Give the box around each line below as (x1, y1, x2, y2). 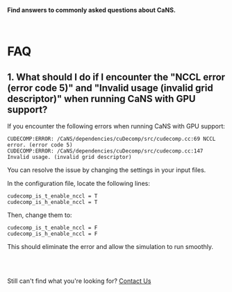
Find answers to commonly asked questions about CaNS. (7, 6, 176, 14)
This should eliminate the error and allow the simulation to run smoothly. (7, 243, 214, 250)
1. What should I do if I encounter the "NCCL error (7, 71, 226, 83)
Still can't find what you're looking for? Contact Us (7, 277, 151, 285)
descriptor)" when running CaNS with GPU (7, 93, 196, 105)
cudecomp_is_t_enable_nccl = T (7, 193, 98, 200)
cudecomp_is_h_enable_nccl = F (7, 230, 98, 237)
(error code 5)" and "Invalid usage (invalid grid (7, 82, 213, 94)
